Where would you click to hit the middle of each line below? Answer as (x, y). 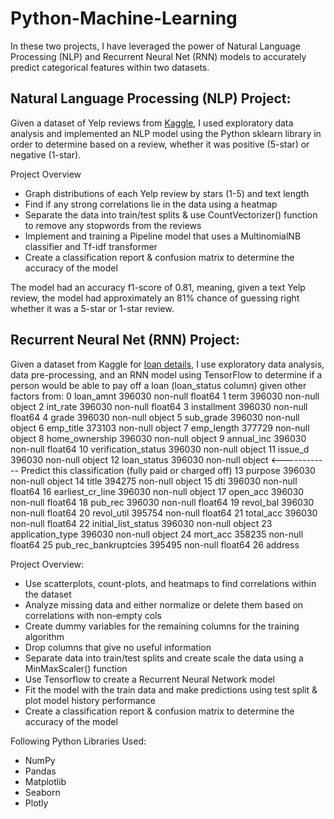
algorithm (44, 636)
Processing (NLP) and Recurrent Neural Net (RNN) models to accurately (158, 56)
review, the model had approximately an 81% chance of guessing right (155, 298)
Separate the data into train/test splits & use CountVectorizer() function (171, 214)
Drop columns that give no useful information (118, 647)
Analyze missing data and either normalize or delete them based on (164, 604)
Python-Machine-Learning (124, 18)
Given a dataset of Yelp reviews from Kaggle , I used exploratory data (152, 123)
